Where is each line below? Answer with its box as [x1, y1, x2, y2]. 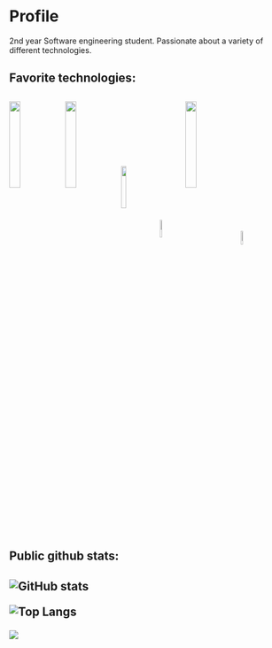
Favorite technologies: [9, 71, 136, 86]
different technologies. [9, 44, 92, 55]
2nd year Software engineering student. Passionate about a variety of [9, 35, 264, 46]
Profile [9, 6, 59, 27]
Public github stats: [9, 549, 120, 564]
